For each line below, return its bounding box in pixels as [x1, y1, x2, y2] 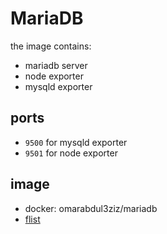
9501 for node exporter [24, 147, 118, 159]
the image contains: [10, 40, 92, 52]
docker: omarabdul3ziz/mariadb [24, 202, 158, 214]
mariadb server [24, 59, 88, 71]
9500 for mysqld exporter [24, 136, 128, 148]
